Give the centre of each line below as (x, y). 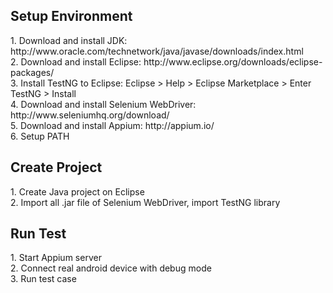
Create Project (56, 167)
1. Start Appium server (56, 258)
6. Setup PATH (40, 136)
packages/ (32, 72)
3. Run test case (43, 279)
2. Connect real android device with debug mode (111, 268)
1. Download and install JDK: (69, 40)
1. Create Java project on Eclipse (77, 191)
